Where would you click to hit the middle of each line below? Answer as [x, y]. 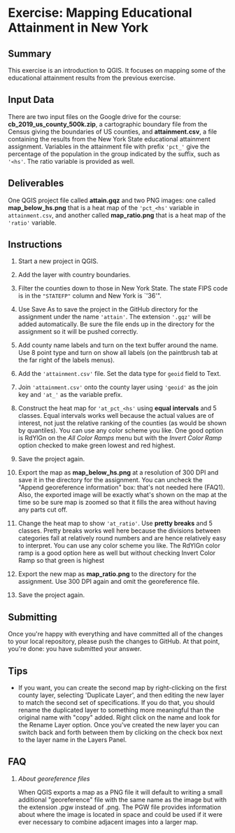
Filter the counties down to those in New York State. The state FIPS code [123, 288]
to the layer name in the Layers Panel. [72, 740]
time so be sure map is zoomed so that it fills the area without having [117, 503]
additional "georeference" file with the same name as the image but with [122, 799]
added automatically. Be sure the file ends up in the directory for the [116, 324]
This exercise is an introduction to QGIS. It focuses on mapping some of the [117, 70]
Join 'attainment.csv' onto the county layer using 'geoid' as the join [118, 387]
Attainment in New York [78, 28]
